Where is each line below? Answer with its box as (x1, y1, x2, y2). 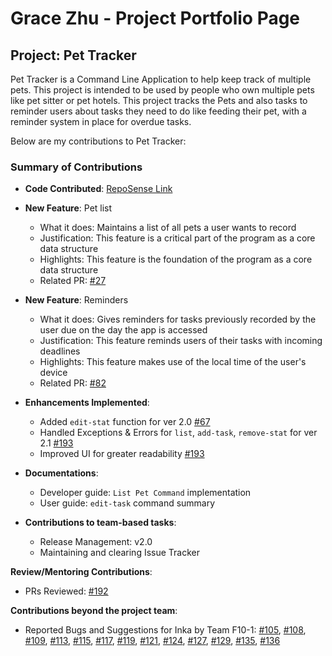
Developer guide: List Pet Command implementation (39, 487, 252, 499)
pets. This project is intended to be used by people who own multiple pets (10, 84, 315, 96)
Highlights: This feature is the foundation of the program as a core (39, 253, 313, 266)
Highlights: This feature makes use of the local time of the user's (39, 356, 307, 368)
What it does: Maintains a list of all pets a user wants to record (39, 222, 297, 234)
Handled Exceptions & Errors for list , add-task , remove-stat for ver (39, 427, 318, 439)
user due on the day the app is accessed (39, 324, 208, 336)
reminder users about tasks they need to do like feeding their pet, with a (10, 105, 307, 117)
